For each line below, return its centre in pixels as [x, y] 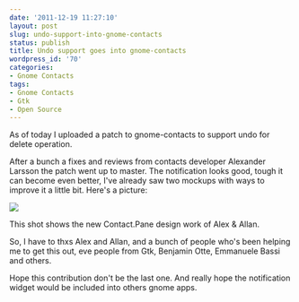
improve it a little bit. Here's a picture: [79, 190]
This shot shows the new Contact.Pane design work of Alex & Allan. [135, 224]
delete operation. [41, 144]
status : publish [40, 43]
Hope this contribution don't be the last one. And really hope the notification [150, 278]
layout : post [34, 26]
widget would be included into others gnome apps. [103, 288]
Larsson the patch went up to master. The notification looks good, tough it [146, 171]
